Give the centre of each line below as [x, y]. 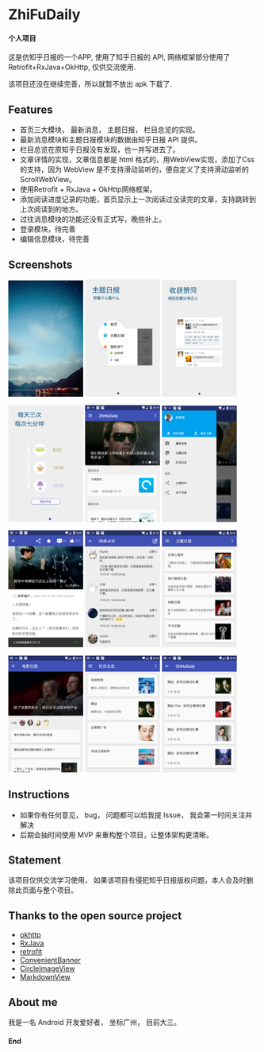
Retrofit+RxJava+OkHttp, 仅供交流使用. [72, 67]
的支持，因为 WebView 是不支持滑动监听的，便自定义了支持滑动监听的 [134, 169]
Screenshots [40, 264]
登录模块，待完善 [48, 229]
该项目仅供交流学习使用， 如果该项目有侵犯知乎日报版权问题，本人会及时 [127, 880]
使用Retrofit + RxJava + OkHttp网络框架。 [88, 189]
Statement [35, 860]
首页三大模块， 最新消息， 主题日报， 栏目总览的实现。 [109, 130]
